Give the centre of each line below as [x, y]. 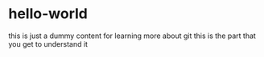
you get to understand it [48, 44]
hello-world [48, 14]
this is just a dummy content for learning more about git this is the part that [132, 36]
